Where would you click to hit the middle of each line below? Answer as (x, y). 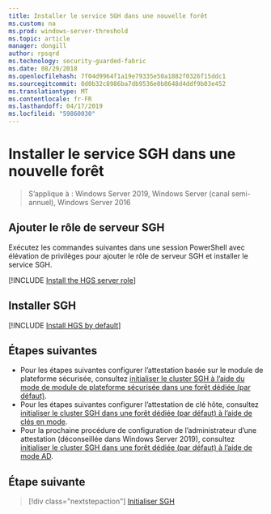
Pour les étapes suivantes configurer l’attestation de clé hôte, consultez (139, 405)
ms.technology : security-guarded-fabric (78, 62)
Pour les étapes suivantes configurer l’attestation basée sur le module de (142, 371)
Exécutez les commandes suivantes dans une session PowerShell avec (127, 247)
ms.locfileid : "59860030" (52, 114)
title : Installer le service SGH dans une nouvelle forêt (108, 16)
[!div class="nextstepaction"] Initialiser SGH (102, 501)
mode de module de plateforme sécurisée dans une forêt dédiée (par (135, 388)
